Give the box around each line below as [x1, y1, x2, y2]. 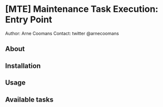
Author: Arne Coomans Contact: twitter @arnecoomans [5, 30, 119, 36]
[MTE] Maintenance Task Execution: [5, 3, 159, 15]
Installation [5, 61, 41, 70]
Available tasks [5, 95, 54, 104]
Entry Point [5, 14, 52, 25]
